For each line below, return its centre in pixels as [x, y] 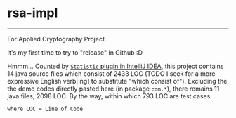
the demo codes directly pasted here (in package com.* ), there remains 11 [113, 88]
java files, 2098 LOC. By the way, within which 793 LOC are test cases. [110, 96]
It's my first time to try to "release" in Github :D [75, 52]
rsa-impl [33, 13]
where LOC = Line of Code [45, 109]
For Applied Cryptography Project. [57, 39]
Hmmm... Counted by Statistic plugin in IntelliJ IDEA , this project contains [116, 66]
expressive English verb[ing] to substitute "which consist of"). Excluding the [117, 81]
